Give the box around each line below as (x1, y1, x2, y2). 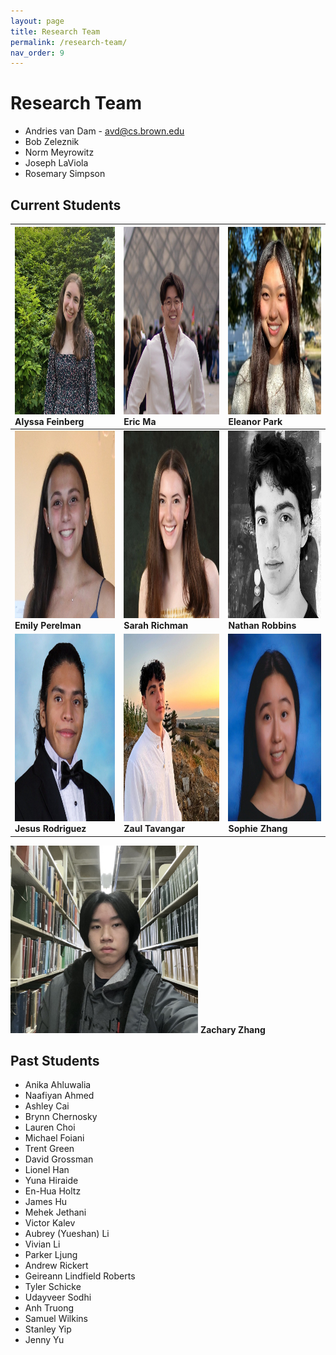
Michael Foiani (24, 1132, 85, 1144)
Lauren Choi (24, 1121, 76, 1134)
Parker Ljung (24, 1249, 78, 1261)
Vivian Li (24, 1238, 61, 1250)
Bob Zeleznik (24, 136, 80, 148)
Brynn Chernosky (24, 1111, 98, 1123)
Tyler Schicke (24, 1281, 82, 1293)
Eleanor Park (228, 415, 283, 427)
